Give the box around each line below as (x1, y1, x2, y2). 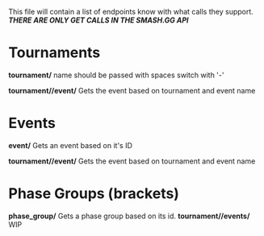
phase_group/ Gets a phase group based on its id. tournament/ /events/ (8, 211, 250, 221)
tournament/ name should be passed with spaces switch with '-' (8, 70, 224, 80)
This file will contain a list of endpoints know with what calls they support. (8, 7, 254, 16)
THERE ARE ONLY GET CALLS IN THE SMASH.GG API (8, 15, 189, 25)
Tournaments (8, 43, 101, 62)
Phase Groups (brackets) (8, 184, 180, 203)
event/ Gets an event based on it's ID (8, 140, 133, 150)
